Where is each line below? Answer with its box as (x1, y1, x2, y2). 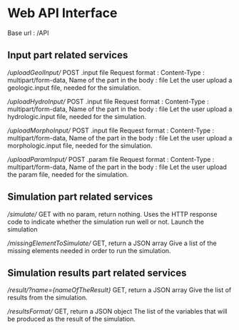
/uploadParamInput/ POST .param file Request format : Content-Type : (7, 155, 215, 163)
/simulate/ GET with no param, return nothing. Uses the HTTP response (7, 210, 218, 218)
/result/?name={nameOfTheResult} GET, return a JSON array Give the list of (7, 286, 232, 294)
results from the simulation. (7, 294, 88, 302)
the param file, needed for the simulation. (7, 170, 129, 179)
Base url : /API (7, 29, 49, 37)
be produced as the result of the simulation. (7, 315, 136, 324)
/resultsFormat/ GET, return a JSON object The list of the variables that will (7, 307, 228, 316)
